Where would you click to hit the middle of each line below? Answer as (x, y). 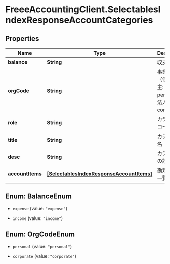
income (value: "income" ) (38, 218)
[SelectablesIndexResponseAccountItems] (100, 174)
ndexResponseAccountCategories (79, 20)
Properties (22, 39)
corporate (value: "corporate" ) (45, 256)
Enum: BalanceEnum (39, 196)
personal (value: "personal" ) (42, 246)
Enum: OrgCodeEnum (40, 234)
